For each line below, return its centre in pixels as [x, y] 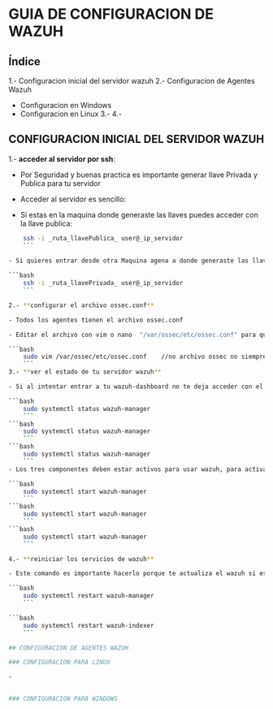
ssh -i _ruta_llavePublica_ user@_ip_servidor [103, 238]
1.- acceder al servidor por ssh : [62, 158]
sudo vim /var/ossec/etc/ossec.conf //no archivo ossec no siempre [145, 357]
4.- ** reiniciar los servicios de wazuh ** [81, 559]
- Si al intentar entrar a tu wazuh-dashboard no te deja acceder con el [136, 387]
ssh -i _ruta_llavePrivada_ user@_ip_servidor [103, 283]
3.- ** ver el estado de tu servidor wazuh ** [85, 372]
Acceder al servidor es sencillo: [73, 199]
